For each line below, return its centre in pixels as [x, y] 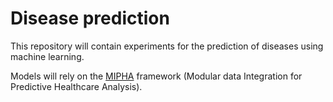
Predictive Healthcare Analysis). [76, 86]
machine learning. [47, 56]
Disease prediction [90, 18]
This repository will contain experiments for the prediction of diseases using [167, 46]
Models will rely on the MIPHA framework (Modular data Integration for [156, 76]
